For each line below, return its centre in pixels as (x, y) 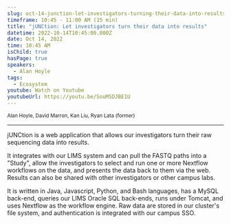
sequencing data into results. (48, 142)
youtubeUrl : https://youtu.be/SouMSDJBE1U (69, 97)
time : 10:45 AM (29, 45)
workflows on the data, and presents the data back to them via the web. (109, 170)
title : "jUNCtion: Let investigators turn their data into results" (107, 26)
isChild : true (27, 52)
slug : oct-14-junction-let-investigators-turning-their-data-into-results (117, 13)
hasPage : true (27, 59)
